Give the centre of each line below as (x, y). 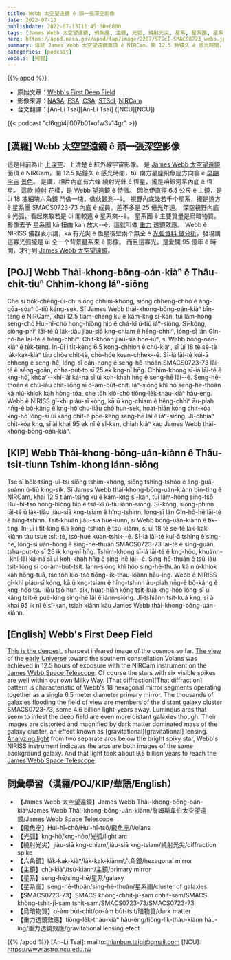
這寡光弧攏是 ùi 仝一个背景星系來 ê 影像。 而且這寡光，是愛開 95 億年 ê (108, 242)
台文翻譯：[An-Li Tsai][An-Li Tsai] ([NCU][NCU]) (86, 109)
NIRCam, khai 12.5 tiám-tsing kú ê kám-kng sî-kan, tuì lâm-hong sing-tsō (110, 497)
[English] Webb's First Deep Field (80, 634)
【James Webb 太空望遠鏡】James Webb (76, 802)
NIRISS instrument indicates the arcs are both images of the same (100, 746)
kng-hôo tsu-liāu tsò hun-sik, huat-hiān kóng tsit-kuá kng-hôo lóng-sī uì (109, 590)
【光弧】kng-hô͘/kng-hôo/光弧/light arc (72, 836)
